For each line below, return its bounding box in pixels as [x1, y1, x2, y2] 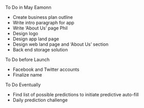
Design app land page [12, 36, 59, 42]
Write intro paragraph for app [12, 20, 75, 25]
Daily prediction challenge [12, 97, 68, 103]
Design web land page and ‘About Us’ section [12, 41, 109, 47]
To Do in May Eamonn [5, 5, 52, 10]
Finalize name [12, 72, 42, 78]
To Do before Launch [5, 57, 50, 63]
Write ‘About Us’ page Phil [12, 25, 68, 31]
